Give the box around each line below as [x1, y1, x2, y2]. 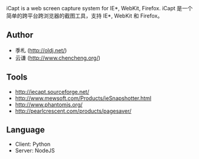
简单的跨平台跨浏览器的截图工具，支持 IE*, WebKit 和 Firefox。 [6, 12, 163, 19]
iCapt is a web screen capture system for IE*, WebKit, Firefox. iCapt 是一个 [6, 5, 193, 11]
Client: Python [15, 140, 51, 148]
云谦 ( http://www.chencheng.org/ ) [15, 54, 101, 61]
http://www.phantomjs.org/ [15, 101, 83, 108]
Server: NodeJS [15, 147, 56, 154]
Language [6, 125, 45, 135]
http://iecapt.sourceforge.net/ [15, 88, 90, 95]
